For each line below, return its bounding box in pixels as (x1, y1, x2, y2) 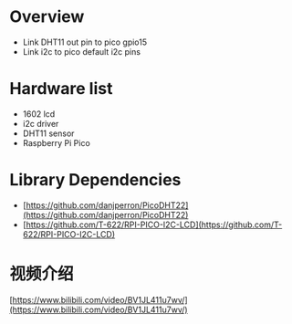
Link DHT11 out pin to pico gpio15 (22, 37, 148, 47)
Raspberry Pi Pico (22, 137, 91, 148)
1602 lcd (22, 108, 56, 120)
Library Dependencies (9, 170, 182, 191)
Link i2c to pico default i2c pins (22, 46, 141, 57)
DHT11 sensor (22, 128, 75, 139)
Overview (9, 6, 85, 27)
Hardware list (9, 78, 113, 99)
